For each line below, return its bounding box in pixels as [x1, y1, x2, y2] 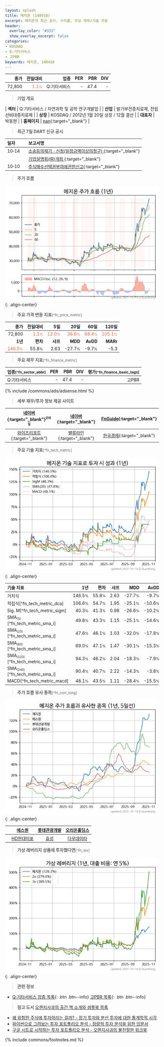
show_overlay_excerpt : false [9, 34, 69, 39]
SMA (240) [7, 665, 25, 672]
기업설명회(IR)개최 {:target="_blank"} [28, 156, 101, 162]
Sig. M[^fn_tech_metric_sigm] [7, 607, 67, 614]
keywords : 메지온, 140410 [5, 59, 55, 65]
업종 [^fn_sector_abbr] [7, 369, 46, 374]
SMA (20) [7, 627, 23, 634]
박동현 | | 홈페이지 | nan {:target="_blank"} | [5, 118, 90, 124]
